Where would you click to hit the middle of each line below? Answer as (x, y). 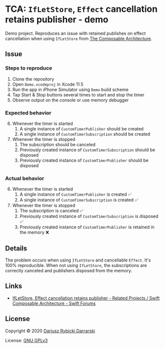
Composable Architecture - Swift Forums (54, 303)
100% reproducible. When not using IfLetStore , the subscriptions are (76, 265)
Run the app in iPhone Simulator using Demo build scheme (70, 89)
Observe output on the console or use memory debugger (70, 100)
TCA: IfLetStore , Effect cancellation (82, 9)
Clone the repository (33, 79)
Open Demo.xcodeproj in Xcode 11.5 (48, 84)
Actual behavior (25, 178)
